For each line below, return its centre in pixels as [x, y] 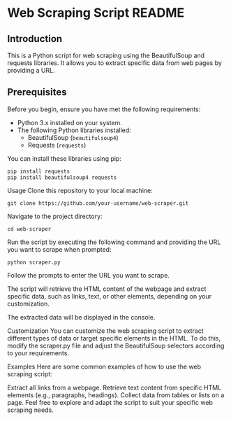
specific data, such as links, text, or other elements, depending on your [109, 296]
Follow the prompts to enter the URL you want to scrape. [88, 275]
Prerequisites [37, 92]
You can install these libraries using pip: [65, 158]
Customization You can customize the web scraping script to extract [105, 331]
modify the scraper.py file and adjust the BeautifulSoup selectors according [116, 345]
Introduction [35, 39]
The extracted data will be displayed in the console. [81, 317]
